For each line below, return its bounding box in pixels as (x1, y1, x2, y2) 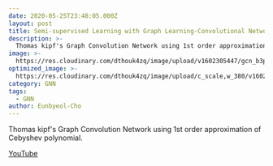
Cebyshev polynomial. (8, 133, 83, 143)
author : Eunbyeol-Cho (8, 102, 82, 110)
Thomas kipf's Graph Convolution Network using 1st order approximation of (8, 125, 262, 134)
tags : (8, 87, 27, 96)
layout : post (8, 19, 53, 28)
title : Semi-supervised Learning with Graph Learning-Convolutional (8, 27, 245, 35)
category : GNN (8, 79, 57, 87)
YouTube (8, 149, 38, 159)
